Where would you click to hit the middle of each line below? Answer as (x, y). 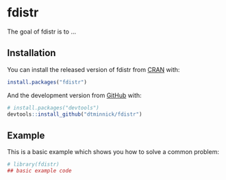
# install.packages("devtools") (53, 107)
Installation (32, 53)
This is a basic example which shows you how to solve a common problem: (113, 152)
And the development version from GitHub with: (74, 95)
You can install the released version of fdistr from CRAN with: (93, 69)
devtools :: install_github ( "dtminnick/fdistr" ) (75, 114)
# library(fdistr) (33, 165)
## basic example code (39, 171)
